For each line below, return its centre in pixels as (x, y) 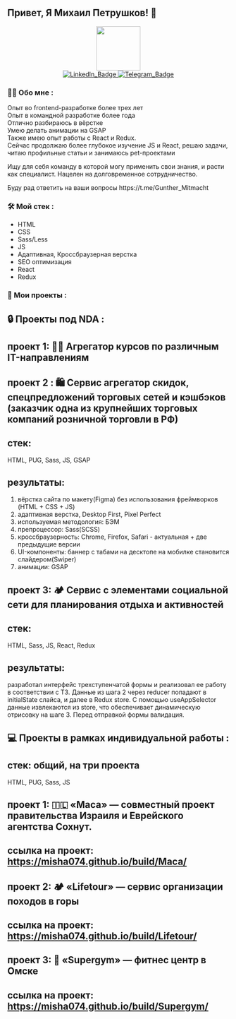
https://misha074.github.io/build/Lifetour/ (102, 936)
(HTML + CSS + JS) (46, 507)
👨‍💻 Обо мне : (31, 93)
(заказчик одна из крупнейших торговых (103, 408)
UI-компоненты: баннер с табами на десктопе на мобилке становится (123, 552)
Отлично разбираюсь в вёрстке (55, 123)
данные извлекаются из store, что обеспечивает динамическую (104, 708)
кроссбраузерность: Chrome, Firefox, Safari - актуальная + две (112, 537)
